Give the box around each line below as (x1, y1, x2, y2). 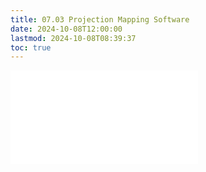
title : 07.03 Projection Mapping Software (10, 14, 190, 25)
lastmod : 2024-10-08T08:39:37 (10, 33, 137, 43)
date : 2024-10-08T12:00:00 (10, 24, 123, 34)
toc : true (10, 42, 52, 53)
